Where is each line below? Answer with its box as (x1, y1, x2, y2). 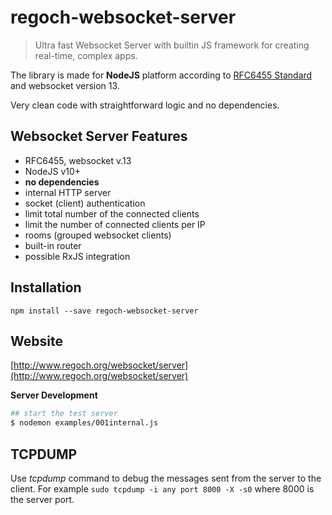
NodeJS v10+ (24, 165, 82, 177)
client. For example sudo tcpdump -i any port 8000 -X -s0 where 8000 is (10, 482, 315, 495)
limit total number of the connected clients (24, 207, 200, 220)
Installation (10, 279, 82, 296)
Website (10, 332, 63, 350)
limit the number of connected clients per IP (24, 218, 206, 230)
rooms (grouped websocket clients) (24, 229, 172, 241)
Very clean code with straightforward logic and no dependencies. (10, 99, 280, 111)
